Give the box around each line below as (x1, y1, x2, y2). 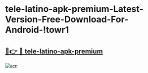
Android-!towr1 (5, 24, 69, 35)
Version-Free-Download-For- (5, 14, 129, 25)
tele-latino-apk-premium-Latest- (5, 3, 144, 15)
